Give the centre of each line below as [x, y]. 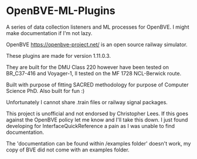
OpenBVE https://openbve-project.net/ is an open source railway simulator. [97, 44]
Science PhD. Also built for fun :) [45, 91]
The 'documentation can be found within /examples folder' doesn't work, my [98, 143]
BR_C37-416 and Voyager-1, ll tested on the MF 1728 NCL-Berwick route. [94, 73]
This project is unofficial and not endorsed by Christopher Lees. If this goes [97, 113]
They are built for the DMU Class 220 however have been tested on [87, 67]
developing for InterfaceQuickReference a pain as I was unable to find [90, 126]
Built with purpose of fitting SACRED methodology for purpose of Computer [97, 84]
